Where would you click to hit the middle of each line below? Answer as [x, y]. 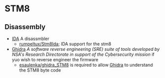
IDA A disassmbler [31, 39]
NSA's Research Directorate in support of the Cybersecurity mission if [83, 54]
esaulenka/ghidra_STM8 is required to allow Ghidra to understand [86, 65]
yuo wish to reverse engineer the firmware [55, 59]
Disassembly [25, 27]
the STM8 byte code [40, 70]
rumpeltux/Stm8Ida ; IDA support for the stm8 [65, 44]
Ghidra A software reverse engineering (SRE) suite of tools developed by [86, 49]
